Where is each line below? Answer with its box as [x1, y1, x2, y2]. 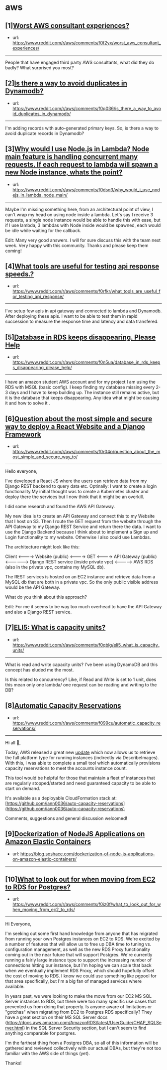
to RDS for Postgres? [5, 883, 71, 891]
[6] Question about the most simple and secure [5, 414, 153, 423]
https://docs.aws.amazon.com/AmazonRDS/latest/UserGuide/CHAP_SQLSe [6, 1020, 162, 1026]
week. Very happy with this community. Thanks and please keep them [5, 242, 149, 248]
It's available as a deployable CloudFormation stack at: [5, 795, 117, 801]
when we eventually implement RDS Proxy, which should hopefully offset [5, 968, 155, 974]
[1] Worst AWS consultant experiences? [5, 21, 130, 30]
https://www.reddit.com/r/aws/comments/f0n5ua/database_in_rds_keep [12, 359, 161, 365]
